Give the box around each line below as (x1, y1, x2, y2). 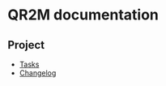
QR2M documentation (7, 6, 159, 24)
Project (7, 38, 45, 52)
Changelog (19, 68, 57, 78)
